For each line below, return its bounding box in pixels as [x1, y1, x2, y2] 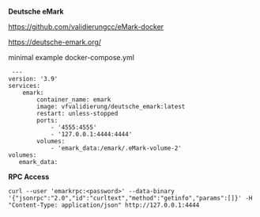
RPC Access [8, 172, 50, 181]
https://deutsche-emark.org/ [8, 37, 101, 47]
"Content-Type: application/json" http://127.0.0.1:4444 [8, 201, 200, 209]
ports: [36, 116, 58, 124]
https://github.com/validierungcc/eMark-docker [8, 22, 164, 31]
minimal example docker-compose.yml [8, 53, 134, 62]
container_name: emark [36, 96, 111, 104]
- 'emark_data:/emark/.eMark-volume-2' [50, 144, 182, 152]
